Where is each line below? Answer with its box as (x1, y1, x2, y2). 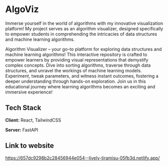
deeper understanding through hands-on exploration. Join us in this (5, 78, 146, 84)
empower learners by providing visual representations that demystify (5, 57, 149, 63)
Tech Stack (5, 103, 41, 112)
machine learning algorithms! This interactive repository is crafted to (5, 51, 147, 58)
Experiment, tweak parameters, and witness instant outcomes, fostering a (5, 73, 159, 79)
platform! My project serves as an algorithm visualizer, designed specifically (5, 25, 163, 31)
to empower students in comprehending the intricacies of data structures (5, 31, 157, 37)
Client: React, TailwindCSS (5, 117, 62, 123)
